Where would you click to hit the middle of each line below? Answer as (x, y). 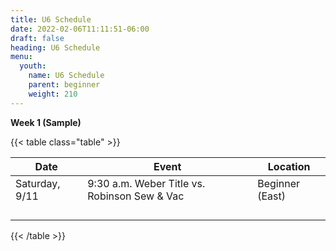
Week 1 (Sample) (46, 122)
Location (289, 166)
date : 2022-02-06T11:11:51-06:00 (80, 29)
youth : (33, 66)
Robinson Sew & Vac (136, 196)
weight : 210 (53, 94)
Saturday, (38, 183)
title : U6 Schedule (51, 19)
